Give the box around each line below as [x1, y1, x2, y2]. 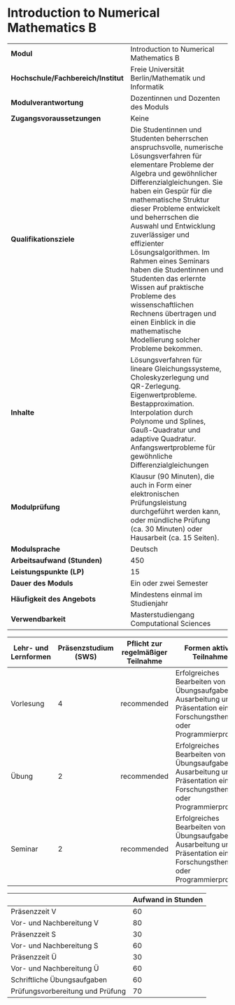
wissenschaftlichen [130, 300, 194, 310]
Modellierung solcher [130, 335, 201, 345]
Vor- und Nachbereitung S [10, 941, 99, 950]
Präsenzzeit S [10, 929, 56, 939]
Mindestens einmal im [130, 590, 203, 599]
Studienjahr [130, 598, 169, 608]
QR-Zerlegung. [130, 381, 181, 391]
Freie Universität [130, 64, 185, 74]
